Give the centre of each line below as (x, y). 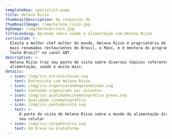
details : (15, 72)
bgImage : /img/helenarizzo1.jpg (40, 29)
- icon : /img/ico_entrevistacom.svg (49, 76)
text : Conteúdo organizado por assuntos (58, 90)
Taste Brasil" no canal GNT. (41, 52)
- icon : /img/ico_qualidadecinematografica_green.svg (68, 95)
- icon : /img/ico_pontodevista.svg (48, 105)
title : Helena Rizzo (27, 15)
